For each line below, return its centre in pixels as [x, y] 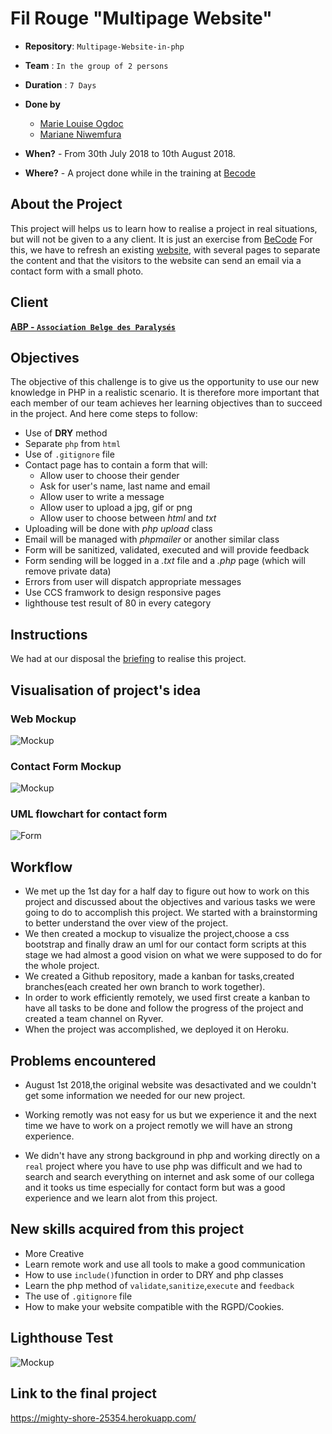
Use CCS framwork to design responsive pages [123, 593]
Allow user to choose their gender [109, 476]
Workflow [41, 867]
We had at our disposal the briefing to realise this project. [128, 659]
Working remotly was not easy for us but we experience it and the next [170, 1115]
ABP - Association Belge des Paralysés [93, 326]
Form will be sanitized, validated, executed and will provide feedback [167, 550]
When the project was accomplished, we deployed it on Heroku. [157, 1029]
